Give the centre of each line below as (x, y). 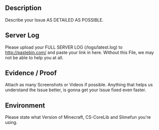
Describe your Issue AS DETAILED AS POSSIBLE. (54, 20)
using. (11, 123)
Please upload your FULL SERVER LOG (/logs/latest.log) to (64, 47)
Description (23, 8)
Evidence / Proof (31, 73)
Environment (25, 105)
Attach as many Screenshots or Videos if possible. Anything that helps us (79, 85)
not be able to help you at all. (34, 57)
